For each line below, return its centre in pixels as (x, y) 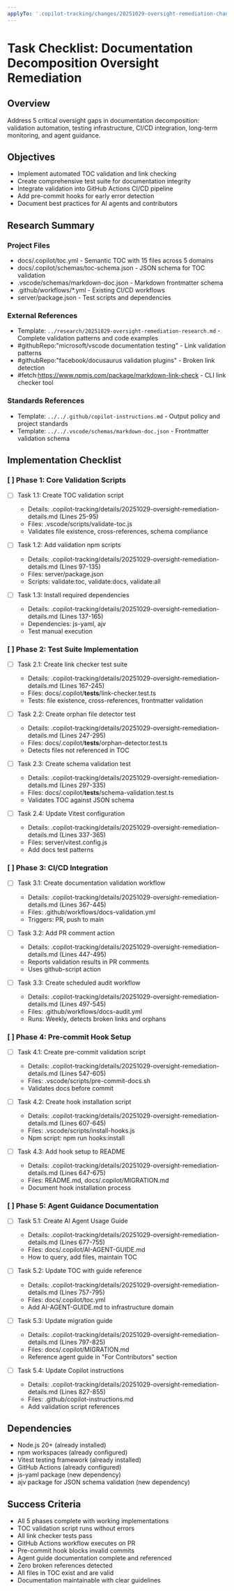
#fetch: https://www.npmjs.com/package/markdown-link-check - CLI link (122, 375)
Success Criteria (44, 1504)
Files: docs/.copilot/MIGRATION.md (79, 1349)
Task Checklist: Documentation (100, 48)
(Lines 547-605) (83, 1073)
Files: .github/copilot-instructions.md (80, 1399)
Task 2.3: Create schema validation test (74, 764)
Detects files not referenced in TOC (79, 750)
